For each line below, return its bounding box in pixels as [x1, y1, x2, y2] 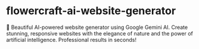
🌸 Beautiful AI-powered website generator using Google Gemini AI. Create [6, 24, 188, 31]
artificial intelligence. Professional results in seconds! [6, 36, 137, 43]
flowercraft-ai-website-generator [6, 4, 176, 18]
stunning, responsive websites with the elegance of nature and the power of [6, 30, 194, 37]
